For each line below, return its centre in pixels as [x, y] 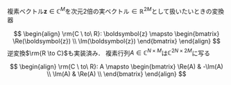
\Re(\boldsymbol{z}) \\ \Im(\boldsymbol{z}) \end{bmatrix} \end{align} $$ [117, 41]
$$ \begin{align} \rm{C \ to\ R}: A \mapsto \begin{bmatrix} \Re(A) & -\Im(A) [117, 67]
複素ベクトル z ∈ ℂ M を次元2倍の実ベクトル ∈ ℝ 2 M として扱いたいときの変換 [116, 11]
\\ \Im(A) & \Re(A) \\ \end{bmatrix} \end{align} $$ [117, 74]
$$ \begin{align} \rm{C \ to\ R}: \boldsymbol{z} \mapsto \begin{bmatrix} [117, 33]
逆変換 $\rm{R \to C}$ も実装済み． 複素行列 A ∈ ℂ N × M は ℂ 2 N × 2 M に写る [109, 53]
